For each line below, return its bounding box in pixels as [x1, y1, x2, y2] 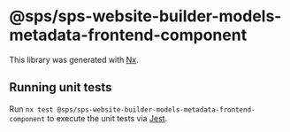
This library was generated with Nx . [9, 54, 139, 65]
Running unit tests [9, 80, 112, 95]
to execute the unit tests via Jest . [47, 113, 168, 123]
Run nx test [9, 104, 54, 114]
